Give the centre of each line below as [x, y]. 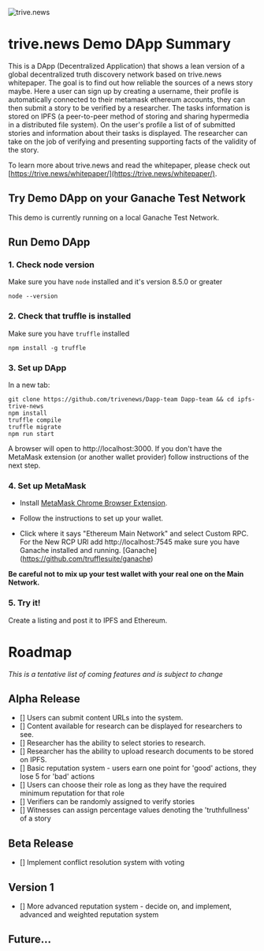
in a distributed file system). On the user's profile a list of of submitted [122, 124]
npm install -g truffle [47, 348]
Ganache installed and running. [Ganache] [88, 551]
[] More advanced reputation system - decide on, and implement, [126, 906]
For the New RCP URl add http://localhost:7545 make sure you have [130, 542]
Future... [30, 940]
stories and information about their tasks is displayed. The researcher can [128, 133]
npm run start [32, 434]
